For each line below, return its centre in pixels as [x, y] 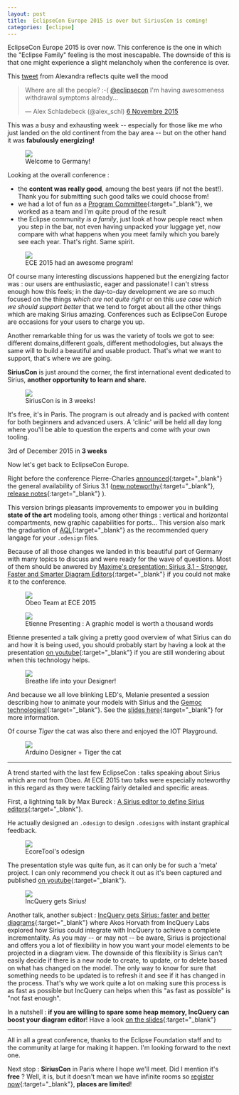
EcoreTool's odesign [55, 852]
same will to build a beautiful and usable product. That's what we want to [115, 351]
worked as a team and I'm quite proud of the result [92, 211]
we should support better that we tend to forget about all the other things [115, 307]
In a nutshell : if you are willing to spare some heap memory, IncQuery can [118, 1012]
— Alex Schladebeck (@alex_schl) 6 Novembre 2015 [102, 112]
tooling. [18, 437]
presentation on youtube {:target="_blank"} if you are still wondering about [116, 653]
